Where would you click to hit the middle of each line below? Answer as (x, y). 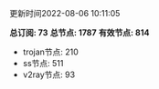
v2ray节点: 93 (49, 74)
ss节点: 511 (43, 63)
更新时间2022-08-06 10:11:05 (65, 13)
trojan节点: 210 (51, 52)
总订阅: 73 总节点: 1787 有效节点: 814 (79, 33)
